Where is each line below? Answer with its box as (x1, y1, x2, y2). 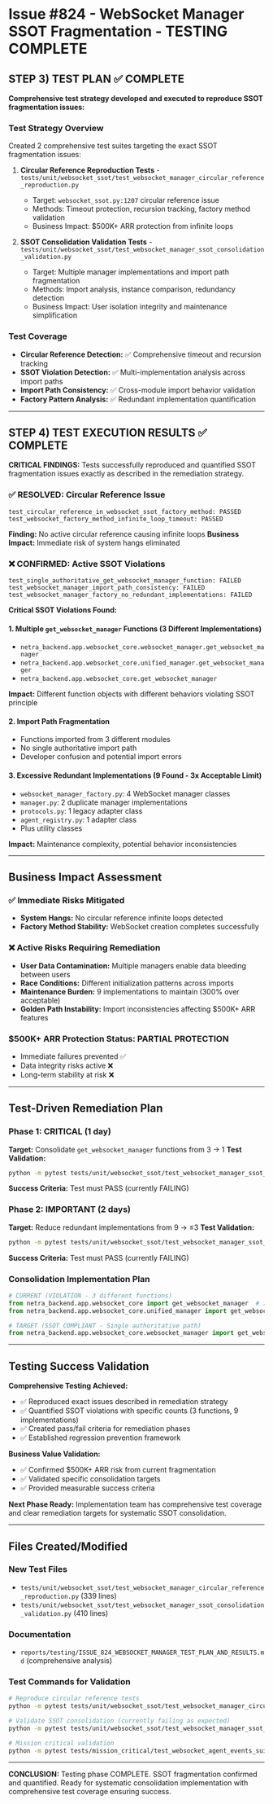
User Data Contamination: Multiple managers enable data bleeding (19, 960, 246, 970)
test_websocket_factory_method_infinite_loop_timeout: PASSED (8, 515, 223, 523)
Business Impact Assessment (8, 871, 162, 884)
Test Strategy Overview (8, 122, 104, 134)
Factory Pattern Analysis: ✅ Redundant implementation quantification (19, 394, 257, 404)
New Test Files (8, 1564, 67, 1575)
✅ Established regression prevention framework (19, 1433, 181, 1442)
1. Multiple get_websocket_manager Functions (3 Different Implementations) (8, 624, 262, 634)
